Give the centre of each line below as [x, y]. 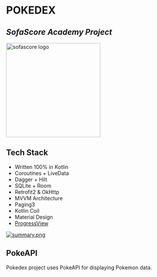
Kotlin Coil [27, 210]
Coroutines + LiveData [42, 173]
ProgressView [31, 223]
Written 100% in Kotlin [41, 167]
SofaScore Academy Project [59, 32]
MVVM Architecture [39, 198]
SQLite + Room [33, 186]
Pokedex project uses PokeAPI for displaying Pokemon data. [79, 267]
